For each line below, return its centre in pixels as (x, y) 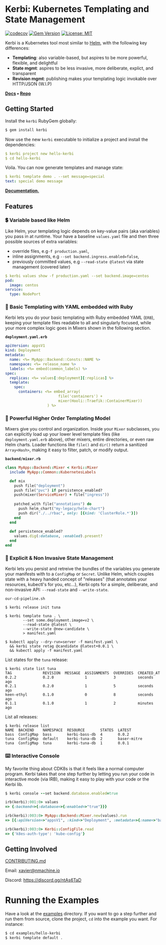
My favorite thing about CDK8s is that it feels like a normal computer (75, 768)
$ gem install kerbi (26, 130)
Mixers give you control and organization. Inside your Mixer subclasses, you (82, 429)
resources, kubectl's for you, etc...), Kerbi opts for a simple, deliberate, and (82, 585)
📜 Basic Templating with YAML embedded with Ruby (69, 307)
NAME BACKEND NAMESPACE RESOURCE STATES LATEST (68, 730)
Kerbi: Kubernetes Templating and (77, 9)
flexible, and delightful (35, 63)
